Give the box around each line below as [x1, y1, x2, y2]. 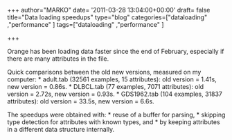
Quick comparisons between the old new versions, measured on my [7, 68, 202, 76]
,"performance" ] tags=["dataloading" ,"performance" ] [7, 21, 164, 28]
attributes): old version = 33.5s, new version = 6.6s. [7, 97, 154, 106]
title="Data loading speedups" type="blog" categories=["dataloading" [7, 13, 208, 21]
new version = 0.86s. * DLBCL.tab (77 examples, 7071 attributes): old [7, 83, 204, 90]
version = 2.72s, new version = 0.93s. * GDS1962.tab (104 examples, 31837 [7, 90, 223, 98]
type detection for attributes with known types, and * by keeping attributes [7, 118, 220, 126]
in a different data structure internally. [7, 126, 115, 133]
